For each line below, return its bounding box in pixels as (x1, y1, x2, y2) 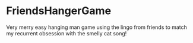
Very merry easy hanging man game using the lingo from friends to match (6, 24, 187, 31)
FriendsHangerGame (6, 4, 112, 18)
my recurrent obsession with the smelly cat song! (6, 29, 127, 37)
